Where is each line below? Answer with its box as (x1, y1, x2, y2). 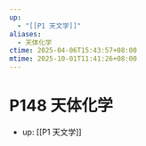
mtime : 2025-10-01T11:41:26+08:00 (9, 54, 138, 63)
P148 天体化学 (9, 95, 114, 116)
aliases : (9, 29, 42, 38)
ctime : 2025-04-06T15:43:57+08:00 (9, 46, 138, 55)
